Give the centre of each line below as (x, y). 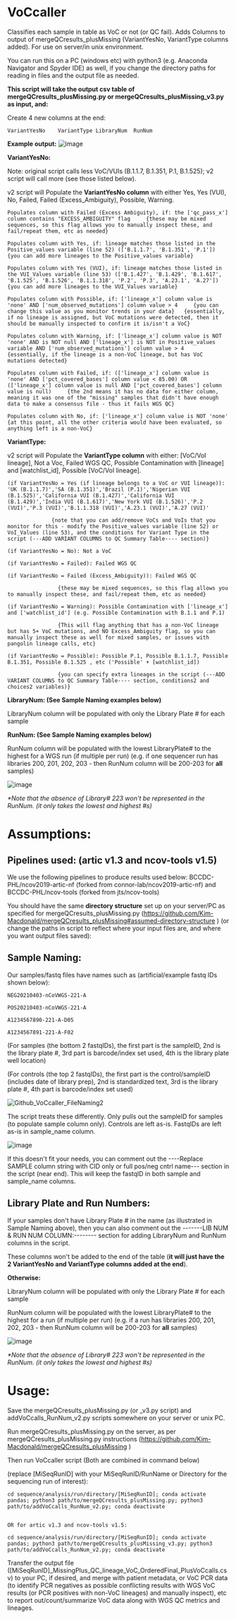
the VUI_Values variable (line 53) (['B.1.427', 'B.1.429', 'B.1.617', (114, 274)
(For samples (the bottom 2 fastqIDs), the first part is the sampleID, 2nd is (114, 1045)
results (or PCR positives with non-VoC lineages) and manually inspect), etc (117, 1593)
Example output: (32, 143)
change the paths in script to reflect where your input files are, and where (114, 928)
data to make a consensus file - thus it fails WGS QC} (91, 404)
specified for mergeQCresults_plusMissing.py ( (76, 913)
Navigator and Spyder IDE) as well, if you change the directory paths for (112, 68)
